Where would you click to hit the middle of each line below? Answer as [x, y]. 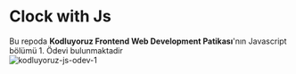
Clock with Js [60, 16]
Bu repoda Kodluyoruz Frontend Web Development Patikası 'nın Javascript [148, 41]
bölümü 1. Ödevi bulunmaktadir [66, 50]
